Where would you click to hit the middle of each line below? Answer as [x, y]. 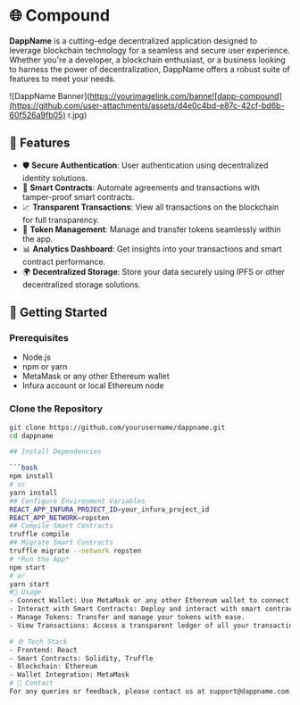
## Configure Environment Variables [77, 501]
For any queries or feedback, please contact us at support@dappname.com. [151, 692]
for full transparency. [61, 220]
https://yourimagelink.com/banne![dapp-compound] [186, 95]
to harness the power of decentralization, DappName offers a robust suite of [150, 69]
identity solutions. [55, 178]
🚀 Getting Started [58, 313]
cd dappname [31, 435]
